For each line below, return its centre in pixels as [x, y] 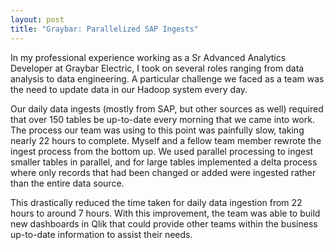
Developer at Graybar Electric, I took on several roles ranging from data [157, 68]
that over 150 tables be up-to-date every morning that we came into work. [162, 119]
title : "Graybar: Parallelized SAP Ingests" [104, 29]
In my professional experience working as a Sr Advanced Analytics [148, 57]
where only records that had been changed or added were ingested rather [163, 172]
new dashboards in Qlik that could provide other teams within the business [164, 223]
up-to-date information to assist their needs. [101, 234]
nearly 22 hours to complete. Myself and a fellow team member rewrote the [166, 140]
